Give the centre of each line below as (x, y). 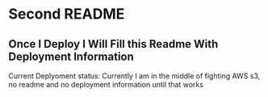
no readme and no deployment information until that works (106, 84)
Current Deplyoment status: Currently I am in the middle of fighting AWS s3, (134, 76)
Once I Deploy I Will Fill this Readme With (113, 44)
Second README (67, 14)
